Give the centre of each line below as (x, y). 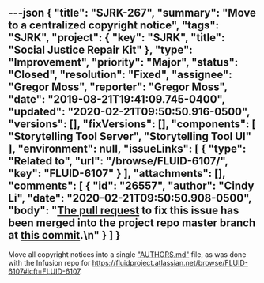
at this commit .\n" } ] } (64, 235)
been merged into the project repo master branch (132, 223)
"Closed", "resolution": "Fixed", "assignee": (120, 75)
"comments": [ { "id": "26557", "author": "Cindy (131, 186)
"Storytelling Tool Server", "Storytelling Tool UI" (130, 136)
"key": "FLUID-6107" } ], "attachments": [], (117, 174)
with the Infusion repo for (49, 262)
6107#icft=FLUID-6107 (44, 271)
